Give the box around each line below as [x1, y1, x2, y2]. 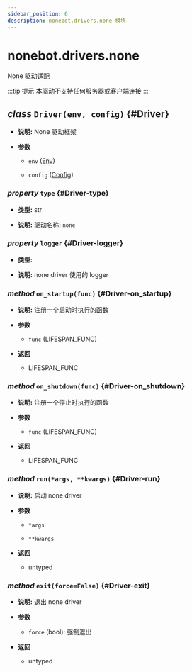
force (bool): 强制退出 [28, 628, 92, 637]
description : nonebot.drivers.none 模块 [7, 17, 126, 24]
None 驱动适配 [7, 72, 50, 80]
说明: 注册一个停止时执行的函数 [17, 398, 109, 407]
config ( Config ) [28, 171, 74, 179]
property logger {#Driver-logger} [7, 238, 124, 248]
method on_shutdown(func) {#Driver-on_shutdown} [7, 381, 186, 391]
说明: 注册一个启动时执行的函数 [17, 306, 109, 314]
